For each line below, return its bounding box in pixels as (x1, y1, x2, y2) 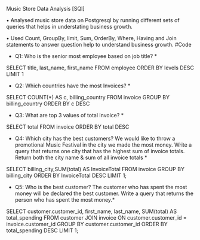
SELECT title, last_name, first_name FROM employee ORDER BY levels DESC (6, 64, 194, 71)
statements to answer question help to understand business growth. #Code (6, 41, 192, 48)
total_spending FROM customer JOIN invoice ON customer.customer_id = (6, 214, 187, 221)
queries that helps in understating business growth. (6, 23, 133, 30)
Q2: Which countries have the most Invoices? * (14, 82, 131, 89)
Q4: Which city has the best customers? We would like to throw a (14, 135, 176, 142)
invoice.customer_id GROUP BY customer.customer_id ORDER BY (6, 221, 168, 227)
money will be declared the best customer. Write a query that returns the (14, 190, 194, 197)
